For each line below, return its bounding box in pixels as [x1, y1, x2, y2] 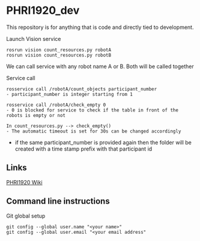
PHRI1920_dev [6, 4, 80, 17]
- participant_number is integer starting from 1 [6, 91, 133, 97]
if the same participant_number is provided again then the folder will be [14, 139, 192, 146]
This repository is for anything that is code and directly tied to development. [6, 23, 194, 31]
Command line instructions [6, 196, 110, 207]
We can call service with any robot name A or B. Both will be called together [6, 63, 194, 70]
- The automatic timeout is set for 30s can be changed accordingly [6, 128, 181, 134]
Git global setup [6, 212, 46, 219]
